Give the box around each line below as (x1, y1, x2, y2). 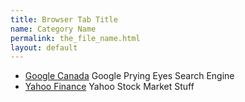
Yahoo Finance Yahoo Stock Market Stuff (24, 81, 195, 93)
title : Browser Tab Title (10, 14, 118, 25)
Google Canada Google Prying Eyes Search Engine (24, 70, 235, 82)
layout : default (10, 42, 78, 53)
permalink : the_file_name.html (10, 33, 141, 43)
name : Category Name (10, 24, 97, 34)
